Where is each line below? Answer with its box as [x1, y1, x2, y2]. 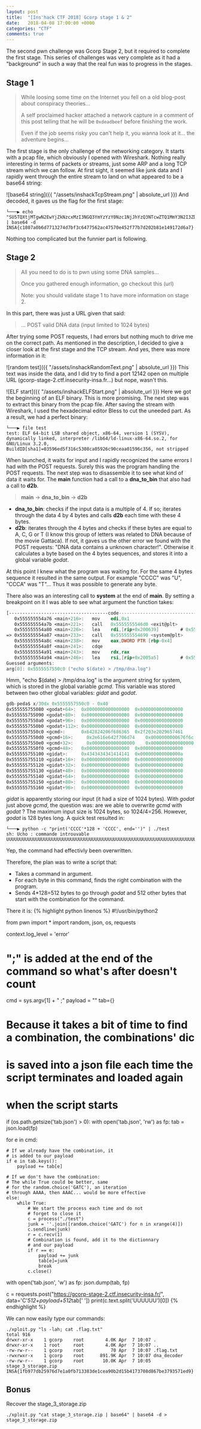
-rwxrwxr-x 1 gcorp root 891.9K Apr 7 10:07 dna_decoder [6, 1352, 184, 1358]
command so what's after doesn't [6, 964, 178, 978]
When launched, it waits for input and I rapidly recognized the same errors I [6, 456, 193, 463]
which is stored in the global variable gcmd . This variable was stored [6, 683, 175, 690]
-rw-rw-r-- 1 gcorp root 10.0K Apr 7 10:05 [6, 1358, 151, 1364]
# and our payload [28, 1242, 74, 1248]
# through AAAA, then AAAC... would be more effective [6, 1189, 146, 1196]
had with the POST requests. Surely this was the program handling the [6, 463, 179, 470]
